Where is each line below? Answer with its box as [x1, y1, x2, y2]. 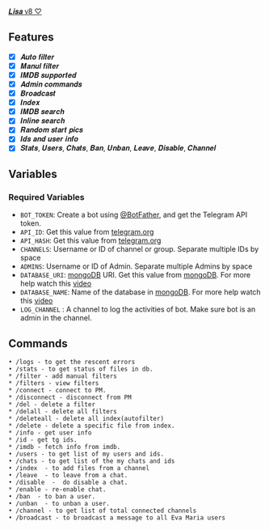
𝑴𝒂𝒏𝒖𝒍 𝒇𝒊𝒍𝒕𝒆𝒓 [19, 61, 60, 70]
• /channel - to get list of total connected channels [8, 507, 197, 515]
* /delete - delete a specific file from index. [8, 422, 175, 430]
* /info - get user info [8, 429, 92, 437]
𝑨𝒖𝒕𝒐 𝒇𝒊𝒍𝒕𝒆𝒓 [19, 52, 55, 61]
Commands [8, 337, 69, 350]
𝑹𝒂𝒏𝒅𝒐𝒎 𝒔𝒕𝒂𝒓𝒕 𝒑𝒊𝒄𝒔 [19, 125, 83, 135]
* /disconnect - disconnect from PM [8, 393, 132, 401]
